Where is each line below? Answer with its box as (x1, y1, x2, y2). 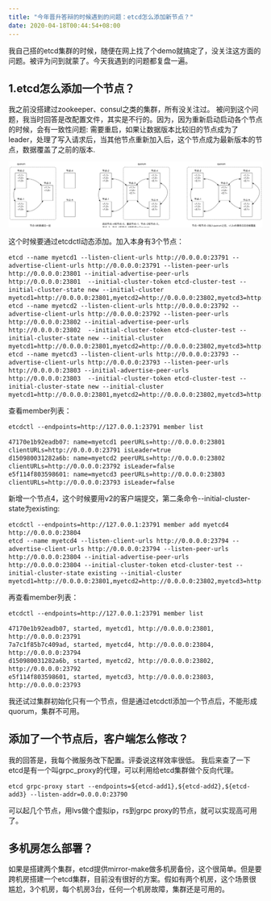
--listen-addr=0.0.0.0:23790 (29, 790, 128, 799)
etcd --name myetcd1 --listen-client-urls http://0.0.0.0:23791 (8, 253, 229, 261)
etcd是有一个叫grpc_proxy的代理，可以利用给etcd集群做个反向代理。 (8, 765, 239, 774)
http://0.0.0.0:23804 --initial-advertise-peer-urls (8, 553, 190, 561)
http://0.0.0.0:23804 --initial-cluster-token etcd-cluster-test (8, 561, 232, 569)
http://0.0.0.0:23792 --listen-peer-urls (87, 310, 229, 318)
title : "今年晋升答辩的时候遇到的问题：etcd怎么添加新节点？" (8, 13, 194, 21)
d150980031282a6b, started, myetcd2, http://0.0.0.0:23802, (8, 657, 215, 665)
